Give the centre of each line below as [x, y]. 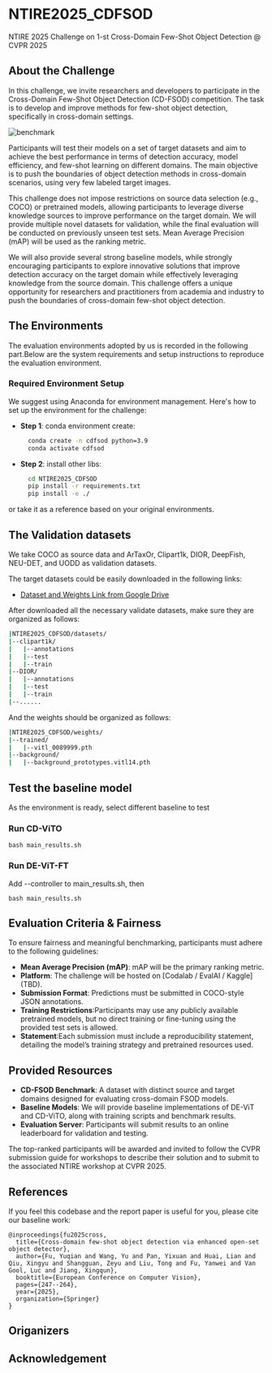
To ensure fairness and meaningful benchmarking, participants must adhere [136, 943]
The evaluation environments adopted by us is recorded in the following [128, 345]
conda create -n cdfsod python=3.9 [88, 441]
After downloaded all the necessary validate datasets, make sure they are [131, 610]
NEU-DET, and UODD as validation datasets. [82, 563]
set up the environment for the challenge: [78, 410]
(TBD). [31, 984]
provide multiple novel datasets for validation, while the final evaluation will [134, 224]
